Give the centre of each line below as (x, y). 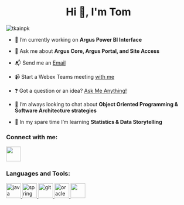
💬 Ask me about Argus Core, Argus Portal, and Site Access (87, 51)
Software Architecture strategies (55, 110)
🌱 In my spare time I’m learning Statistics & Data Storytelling (88, 122)
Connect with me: (32, 137)
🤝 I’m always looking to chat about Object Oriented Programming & (96, 104)
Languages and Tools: (38, 174)
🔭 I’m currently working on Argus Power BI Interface (78, 39)
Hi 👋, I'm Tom (98, 12)
